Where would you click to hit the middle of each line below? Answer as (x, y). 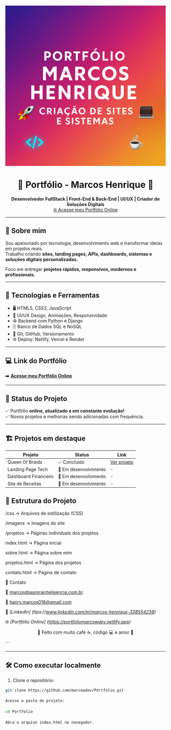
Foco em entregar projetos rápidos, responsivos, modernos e (71, 269)
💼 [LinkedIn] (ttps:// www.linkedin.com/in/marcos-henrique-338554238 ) (81, 612)
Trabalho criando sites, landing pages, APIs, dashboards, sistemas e (79, 254)
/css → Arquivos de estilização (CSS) (44, 513)
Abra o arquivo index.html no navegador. (50, 722)
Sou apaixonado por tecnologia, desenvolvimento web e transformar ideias (84, 243)
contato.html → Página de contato (41, 572)
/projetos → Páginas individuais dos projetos (52, 533)
